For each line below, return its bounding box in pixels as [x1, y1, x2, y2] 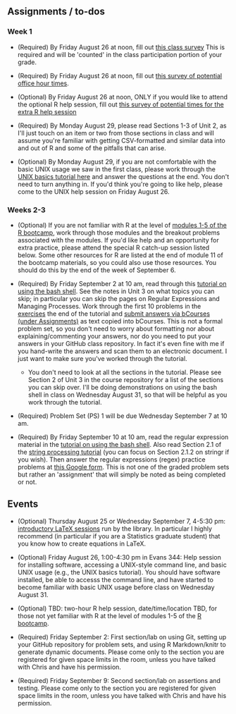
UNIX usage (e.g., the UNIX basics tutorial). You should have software [17, 567, 221, 577]
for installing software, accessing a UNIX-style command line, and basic [17, 560, 227, 569]
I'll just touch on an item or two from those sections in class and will [17, 128, 215, 137]
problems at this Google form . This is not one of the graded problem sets [17, 462, 230, 471]
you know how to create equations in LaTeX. [17, 539, 147, 548]
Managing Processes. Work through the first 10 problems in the [17, 302, 201, 310]
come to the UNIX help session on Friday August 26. [17, 187, 170, 196]
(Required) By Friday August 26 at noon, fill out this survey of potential [17, 71, 223, 80]
